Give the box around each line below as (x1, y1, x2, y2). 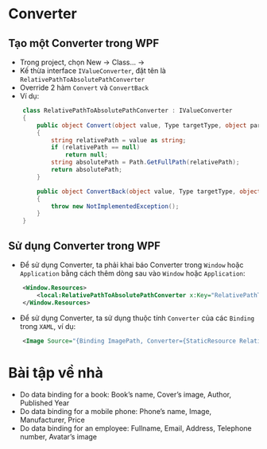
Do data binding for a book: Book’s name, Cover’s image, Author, (19, 390, 232, 400)
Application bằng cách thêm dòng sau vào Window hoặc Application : (19, 268, 246, 278)
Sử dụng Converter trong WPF (8, 239, 161, 253)
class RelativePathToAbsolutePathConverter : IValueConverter (22, 106, 233, 114)
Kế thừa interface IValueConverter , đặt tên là (19, 66, 167, 75)
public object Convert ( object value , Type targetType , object (37, 121, 247, 130)
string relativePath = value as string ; (50, 136, 187, 144)
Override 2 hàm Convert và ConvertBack (19, 83, 149, 92)
